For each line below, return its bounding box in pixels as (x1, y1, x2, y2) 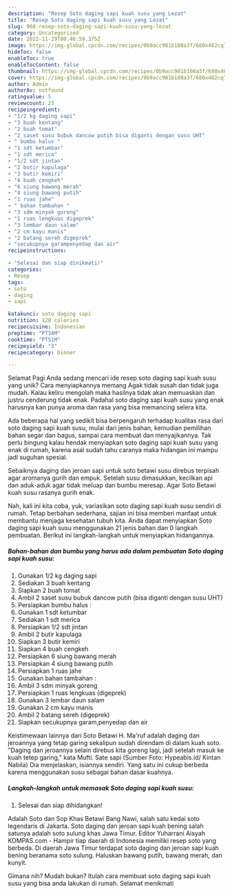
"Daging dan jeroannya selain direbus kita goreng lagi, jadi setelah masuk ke (8, 746, 224, 755)
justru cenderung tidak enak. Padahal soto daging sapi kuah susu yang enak (8, 396, 224, 404)
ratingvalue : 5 (8, 94, 52, 101)
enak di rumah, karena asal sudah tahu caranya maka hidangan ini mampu (8, 446, 218, 454)
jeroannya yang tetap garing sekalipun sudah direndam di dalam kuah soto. (8, 739, 221, 747)
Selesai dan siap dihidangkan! (17, 801, 103, 810)
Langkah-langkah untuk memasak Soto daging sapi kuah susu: (8, 784, 195, 792)
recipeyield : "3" (8, 343, 58, 349)
